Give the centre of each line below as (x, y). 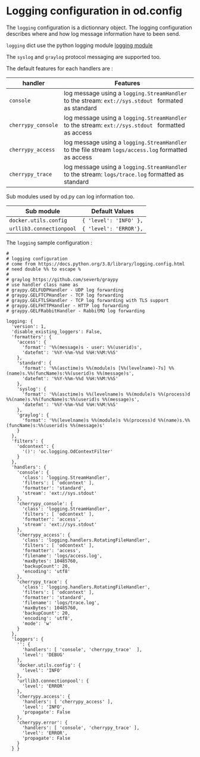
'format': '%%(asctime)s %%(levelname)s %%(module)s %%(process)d (106, 394)
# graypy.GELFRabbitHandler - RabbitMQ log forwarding (76, 311)
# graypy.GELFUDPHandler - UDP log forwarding (65, 290)
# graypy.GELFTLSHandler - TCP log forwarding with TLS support (87, 300)
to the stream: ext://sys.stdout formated (123, 101)
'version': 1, (29, 326)
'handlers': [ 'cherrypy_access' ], (67, 702)
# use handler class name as (42, 285)
